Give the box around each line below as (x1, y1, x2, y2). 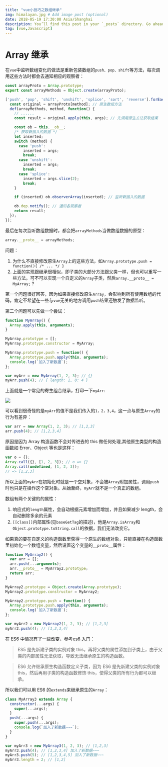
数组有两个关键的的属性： (5, 495, 58, 501)
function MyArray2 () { (5, 552, 52, 557)
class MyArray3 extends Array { (5, 697, 72, 702)
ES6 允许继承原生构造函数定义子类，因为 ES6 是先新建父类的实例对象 (17, 663, 160, 669)
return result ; (14, 208, 46, 214)
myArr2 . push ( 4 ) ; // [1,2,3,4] (5, 626, 68, 631)
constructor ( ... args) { (9, 701, 59, 707)
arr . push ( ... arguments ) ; (9, 561, 61, 566)
